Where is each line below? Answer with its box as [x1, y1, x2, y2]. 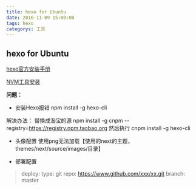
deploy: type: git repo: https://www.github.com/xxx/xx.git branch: [21, 170, 185, 177]
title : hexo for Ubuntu [6, 9, 67, 15]
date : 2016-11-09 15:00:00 [6, 15, 75, 21]
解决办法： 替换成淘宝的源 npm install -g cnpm [6, 117, 123, 125]
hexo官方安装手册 [6, 65, 50, 73]
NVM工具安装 [6, 78, 41, 86]
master [21, 177, 39, 184]
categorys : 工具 [6, 26, 46, 32]
